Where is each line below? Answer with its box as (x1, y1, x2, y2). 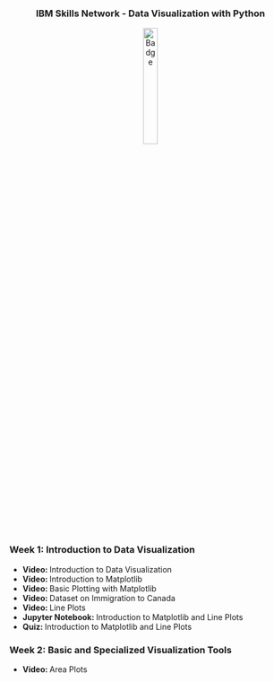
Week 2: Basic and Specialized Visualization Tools (9, 643, 233, 656)
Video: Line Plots (21, 602, 87, 613)
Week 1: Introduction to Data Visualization (9, 544, 195, 556)
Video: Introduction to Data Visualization (21, 564, 173, 574)
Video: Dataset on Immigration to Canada (21, 592, 176, 603)
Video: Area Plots (21, 663, 88, 675)
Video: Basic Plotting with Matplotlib (21, 582, 157, 594)
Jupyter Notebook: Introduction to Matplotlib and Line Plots (21, 611, 244, 622)
